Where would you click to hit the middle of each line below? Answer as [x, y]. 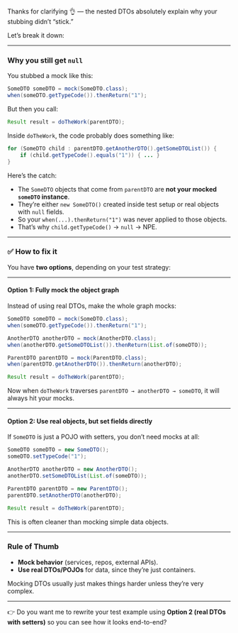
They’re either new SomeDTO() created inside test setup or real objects [118, 204]
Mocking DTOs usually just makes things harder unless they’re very [106, 583]
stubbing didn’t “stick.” [40, 22]
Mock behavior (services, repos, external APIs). [87, 562]
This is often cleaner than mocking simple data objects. [88, 522]
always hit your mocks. [41, 398]
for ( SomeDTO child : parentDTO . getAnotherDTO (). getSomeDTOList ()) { [112, 148]
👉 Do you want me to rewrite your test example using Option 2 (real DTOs [117, 612]
